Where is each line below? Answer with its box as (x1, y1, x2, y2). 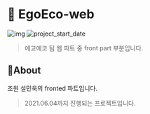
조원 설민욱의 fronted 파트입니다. (7, 84, 98, 92)
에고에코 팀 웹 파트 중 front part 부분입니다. (24, 43, 144, 52)
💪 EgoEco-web (7, 6, 95, 22)
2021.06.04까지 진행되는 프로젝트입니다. (24, 99, 137, 107)
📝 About (7, 64, 41, 76)
